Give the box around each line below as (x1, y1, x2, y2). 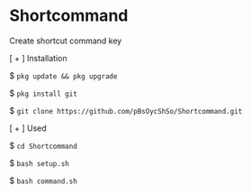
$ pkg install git (9, 88, 78, 98)
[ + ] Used (9, 123, 47, 134)
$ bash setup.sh (9, 157, 69, 168)
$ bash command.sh (9, 175, 78, 186)
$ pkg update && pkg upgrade (9, 69, 118, 81)
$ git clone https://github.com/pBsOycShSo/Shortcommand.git (9, 105, 243, 115)
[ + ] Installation (9, 52, 67, 63)
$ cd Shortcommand (9, 140, 78, 151)
